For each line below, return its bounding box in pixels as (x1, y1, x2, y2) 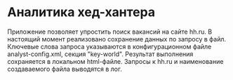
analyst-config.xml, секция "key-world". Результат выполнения (7, 50, 194, 58)
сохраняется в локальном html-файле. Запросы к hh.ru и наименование (7, 57, 224, 65)
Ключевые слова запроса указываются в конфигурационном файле (7, 42, 212, 51)
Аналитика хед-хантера (7, 4, 156, 20)
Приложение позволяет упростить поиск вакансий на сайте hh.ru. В (7, 27, 213, 36)
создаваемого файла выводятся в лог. (7, 65, 123, 73)
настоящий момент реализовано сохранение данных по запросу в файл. (7, 34, 227, 43)
